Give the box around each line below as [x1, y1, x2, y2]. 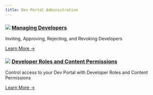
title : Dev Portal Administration [5, 7, 79, 13]
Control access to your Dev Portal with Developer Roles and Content [5, 69, 148, 76]
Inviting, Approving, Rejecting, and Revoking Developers [5, 35, 123, 41]
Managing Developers [11, 24, 67, 31]
